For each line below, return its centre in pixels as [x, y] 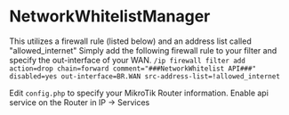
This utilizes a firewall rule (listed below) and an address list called [130, 41]
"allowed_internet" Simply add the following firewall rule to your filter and [143, 50]
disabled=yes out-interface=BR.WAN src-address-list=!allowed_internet [144, 76]
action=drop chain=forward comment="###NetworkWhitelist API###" [132, 69]
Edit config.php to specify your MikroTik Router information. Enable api [139, 93]
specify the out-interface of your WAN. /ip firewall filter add [128, 60]
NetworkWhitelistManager [110, 16]
